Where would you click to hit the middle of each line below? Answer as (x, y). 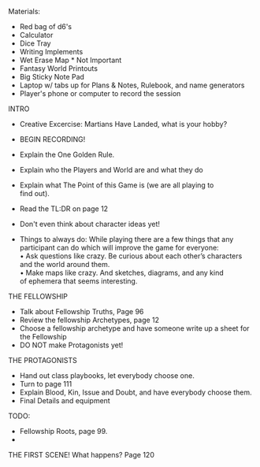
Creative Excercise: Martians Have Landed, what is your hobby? (123, 124)
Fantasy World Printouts (59, 69)
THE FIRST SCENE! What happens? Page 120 (82, 455)
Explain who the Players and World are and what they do (111, 170)
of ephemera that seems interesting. (78, 281)
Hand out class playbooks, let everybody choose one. (107, 376)
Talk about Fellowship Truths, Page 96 (82, 311)
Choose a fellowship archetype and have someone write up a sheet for (134, 328)
